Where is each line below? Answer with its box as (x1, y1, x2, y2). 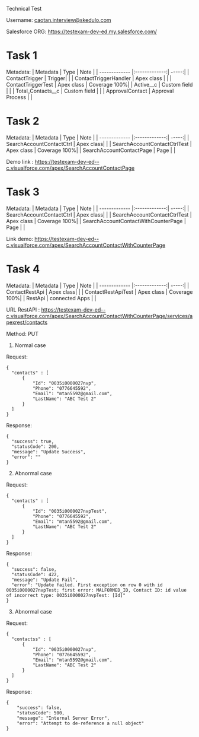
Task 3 (6, 185, 40, 199)
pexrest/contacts (6, 319, 48, 326)
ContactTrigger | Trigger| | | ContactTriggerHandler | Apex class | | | (6, 74, 172, 82)
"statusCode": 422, (11, 571, 60, 577)
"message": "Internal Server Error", (17, 715, 110, 721)
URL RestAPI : (6, 306, 40, 313)
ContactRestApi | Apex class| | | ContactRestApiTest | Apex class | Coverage (6, 288, 193, 296)
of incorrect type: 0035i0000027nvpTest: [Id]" (6, 592, 126, 598)
